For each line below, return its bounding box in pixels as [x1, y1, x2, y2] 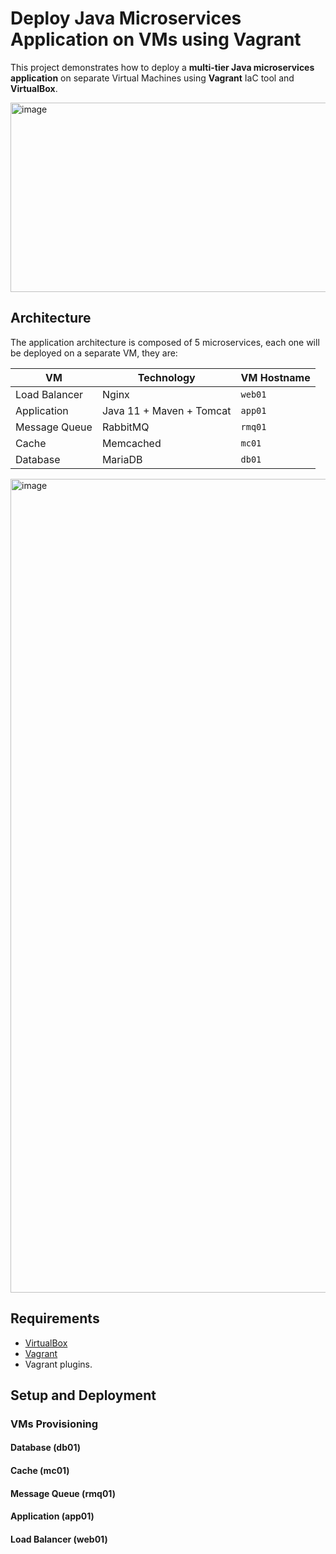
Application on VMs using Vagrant [10, 28, 302, 51]
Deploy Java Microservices [10, 7, 242, 30]
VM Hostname [240, 370, 311, 384]
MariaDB [101, 452, 143, 466]
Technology [137, 370, 196, 384]
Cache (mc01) [10, 1465, 70, 1477]
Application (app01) [10, 1510, 95, 1522]
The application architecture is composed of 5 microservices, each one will [10, 336, 320, 348]
